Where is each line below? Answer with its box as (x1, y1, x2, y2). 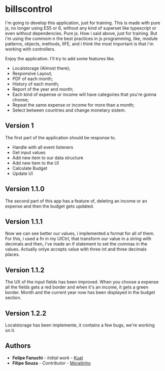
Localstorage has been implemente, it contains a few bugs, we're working (5, 322, 155, 328)
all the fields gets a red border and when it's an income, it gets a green (5, 284, 149, 290)
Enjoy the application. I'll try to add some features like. (5, 55, 115, 61)
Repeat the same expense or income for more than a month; (12, 102, 134, 108)
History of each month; (12, 81, 60, 87)
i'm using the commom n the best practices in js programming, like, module (5, 36, 158, 41)
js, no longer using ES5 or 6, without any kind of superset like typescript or (5, 25, 157, 31)
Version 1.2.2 (5, 309, 47, 317)
